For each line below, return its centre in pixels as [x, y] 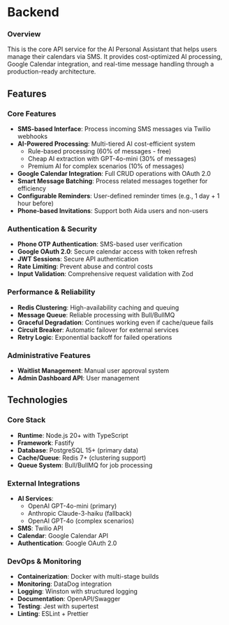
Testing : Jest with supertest [58, 606]
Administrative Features [49, 355]
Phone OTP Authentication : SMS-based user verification [100, 244]
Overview [24, 34]
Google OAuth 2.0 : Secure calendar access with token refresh [107, 252]
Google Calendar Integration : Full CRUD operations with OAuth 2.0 [114, 174]
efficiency [32, 188]
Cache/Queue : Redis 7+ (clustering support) [82, 458]
